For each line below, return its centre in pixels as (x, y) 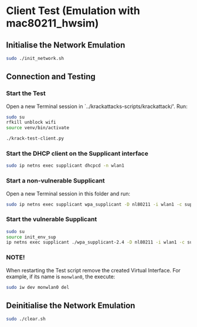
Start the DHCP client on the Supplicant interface (77, 153)
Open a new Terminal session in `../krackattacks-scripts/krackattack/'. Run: (97, 106)
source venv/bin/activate (38, 128)
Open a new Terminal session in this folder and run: (68, 193)
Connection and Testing (51, 77)
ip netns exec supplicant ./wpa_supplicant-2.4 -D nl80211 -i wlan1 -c (95, 242)
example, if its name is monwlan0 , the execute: (61, 277)
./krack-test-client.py (35, 139)
